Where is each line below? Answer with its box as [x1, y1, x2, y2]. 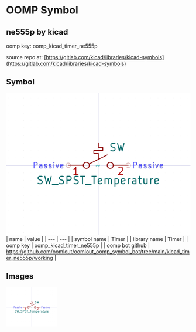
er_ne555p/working [6, 255, 54, 262]
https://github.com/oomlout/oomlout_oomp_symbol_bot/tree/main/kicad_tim [6, 248, 190, 255]
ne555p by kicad [6, 27, 68, 37]
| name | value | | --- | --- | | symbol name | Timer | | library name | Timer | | [6, 236, 188, 243]
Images [6, 271, 34, 282]
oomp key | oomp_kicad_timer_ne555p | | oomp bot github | [6, 242, 150, 249]
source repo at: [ [6, 54, 46, 60]
